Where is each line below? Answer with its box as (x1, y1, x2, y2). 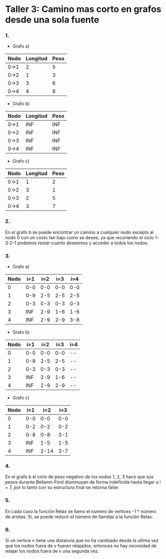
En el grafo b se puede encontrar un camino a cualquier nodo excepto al (5, 229, 154, 235)
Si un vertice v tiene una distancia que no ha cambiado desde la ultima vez (5, 537, 159, 543)
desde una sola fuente (5, 14, 100, 25)
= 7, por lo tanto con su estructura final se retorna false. (5, 485, 120, 491)
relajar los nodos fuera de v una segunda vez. (5, 548, 99, 554)
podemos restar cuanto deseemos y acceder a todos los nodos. (17, 240, 149, 246)
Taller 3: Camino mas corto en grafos (5, 3, 162, 15)
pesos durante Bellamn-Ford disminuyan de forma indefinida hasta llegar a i (5, 479, 161, 485)
